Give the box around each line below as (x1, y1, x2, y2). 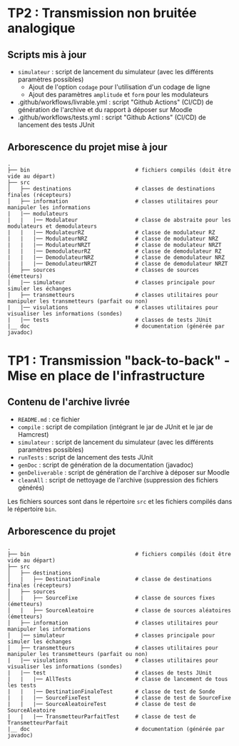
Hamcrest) (17, 430, 49, 438)
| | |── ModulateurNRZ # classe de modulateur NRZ (7, 235, 219, 242)
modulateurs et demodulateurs (7, 223, 98, 230)
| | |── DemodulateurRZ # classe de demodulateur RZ (7, 248, 222, 255)
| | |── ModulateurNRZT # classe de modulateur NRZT (7, 241, 222, 248)
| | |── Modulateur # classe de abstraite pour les (7, 216, 232, 223)
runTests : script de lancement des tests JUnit (17, 453, 153, 461)
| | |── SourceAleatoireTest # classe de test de (7, 700, 196, 707)
